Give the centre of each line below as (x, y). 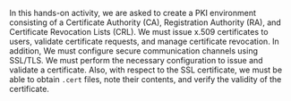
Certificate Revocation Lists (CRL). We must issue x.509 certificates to (139, 32)
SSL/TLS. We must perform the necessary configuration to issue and (136, 60)
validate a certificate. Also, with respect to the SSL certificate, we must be (146, 70)
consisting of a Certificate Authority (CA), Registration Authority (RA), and (145, 22)
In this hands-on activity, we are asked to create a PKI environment (133, 13)
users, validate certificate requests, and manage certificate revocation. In (144, 41)
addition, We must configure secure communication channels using (133, 51)
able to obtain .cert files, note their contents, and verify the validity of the (145, 79)
